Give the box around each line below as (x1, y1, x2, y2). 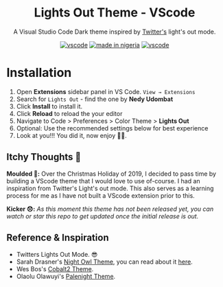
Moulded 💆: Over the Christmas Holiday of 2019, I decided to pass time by (6, 170, 217, 178)
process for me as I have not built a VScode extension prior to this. (6, 191, 195, 200)
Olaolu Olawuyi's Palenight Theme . (16, 272, 116, 280)
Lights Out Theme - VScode (34, 5, 196, 21)
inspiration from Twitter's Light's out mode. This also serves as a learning (6, 184, 214, 192)
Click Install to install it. (16, 102, 83, 111)
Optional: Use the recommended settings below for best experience (16, 124, 209, 132)
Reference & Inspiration (6, 232, 109, 244)
